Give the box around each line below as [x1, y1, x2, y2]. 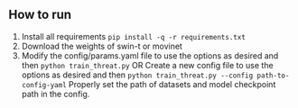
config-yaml [21, 80, 67, 89]
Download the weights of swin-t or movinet [21, 40, 182, 51]
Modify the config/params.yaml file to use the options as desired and [21, 49, 279, 61]
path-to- [256, 71, 290, 80]
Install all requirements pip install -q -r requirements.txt [21, 31, 246, 41]
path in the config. [21, 88, 90, 99]
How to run [8, 7, 72, 22]
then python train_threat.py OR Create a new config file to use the [21, 59, 274, 70]
